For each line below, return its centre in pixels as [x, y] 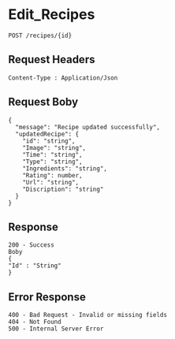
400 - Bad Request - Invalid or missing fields [88, 315]
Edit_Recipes [52, 15]
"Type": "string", [52, 162]
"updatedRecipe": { [47, 134]
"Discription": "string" [63, 189]
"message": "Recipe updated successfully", [87, 127]
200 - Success [32, 245]
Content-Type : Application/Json [63, 78]
